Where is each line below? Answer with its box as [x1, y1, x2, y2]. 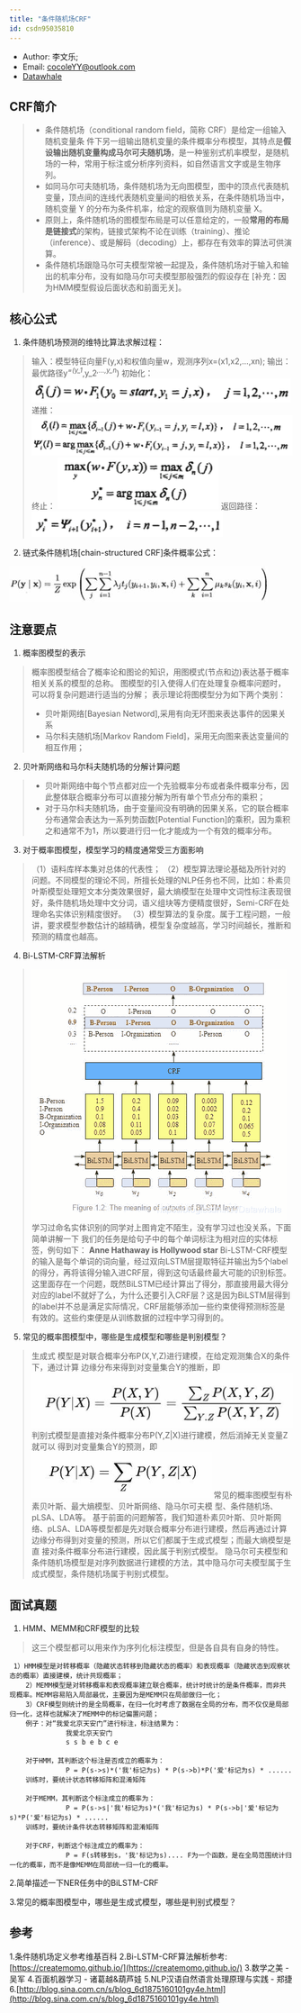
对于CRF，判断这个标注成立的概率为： [25, 1842, 146, 1851]
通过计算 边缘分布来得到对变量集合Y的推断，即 [47, 1361, 221, 1373]
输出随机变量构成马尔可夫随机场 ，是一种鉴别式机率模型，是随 [52, 147, 281, 158]
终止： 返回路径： [31, 501, 261, 512]
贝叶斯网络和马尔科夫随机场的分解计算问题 [22, 761, 181, 772]
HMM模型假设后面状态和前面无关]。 [52, 282, 187, 293]
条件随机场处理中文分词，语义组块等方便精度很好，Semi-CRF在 [47, 897, 282, 908]
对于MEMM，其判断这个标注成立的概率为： [25, 1794, 155, 1803]
